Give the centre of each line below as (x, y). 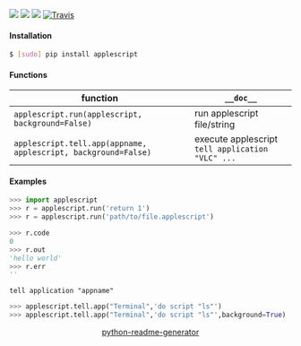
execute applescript (236, 139)
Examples (28, 181)
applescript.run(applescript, (78, 115)
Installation (30, 35)
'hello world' (36, 258)
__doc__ (241, 98)
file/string (215, 125)
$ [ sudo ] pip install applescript (74, 55)
